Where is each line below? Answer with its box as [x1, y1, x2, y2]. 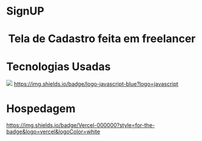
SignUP [6, 4, 44, 18]
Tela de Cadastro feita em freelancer [8, 32, 196, 46]
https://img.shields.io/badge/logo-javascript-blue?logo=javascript [13, 80, 179, 88]
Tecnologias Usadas [6, 59, 111, 73]
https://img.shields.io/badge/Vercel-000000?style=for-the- [6, 122, 155, 129]
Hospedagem [6, 102, 76, 116]
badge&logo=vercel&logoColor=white [6, 128, 101, 136]
